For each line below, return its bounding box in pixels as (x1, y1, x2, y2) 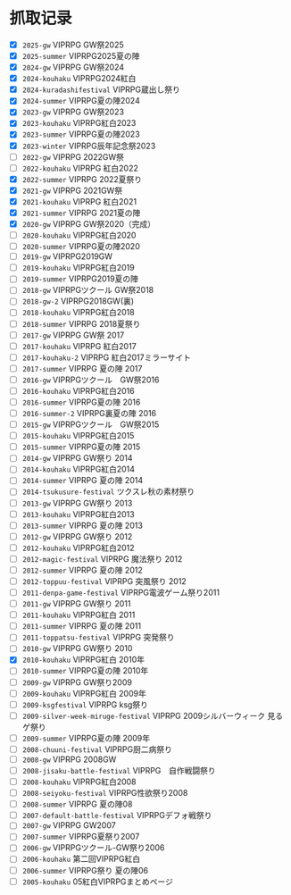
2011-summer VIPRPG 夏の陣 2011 (21, 621, 141, 632)
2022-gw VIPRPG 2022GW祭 (21, 151, 125, 162)
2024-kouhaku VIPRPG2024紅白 (21, 73, 137, 84)
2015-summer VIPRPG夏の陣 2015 (21, 441, 141, 452)
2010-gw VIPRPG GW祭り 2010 (21, 643, 133, 654)
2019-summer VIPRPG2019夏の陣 (21, 273, 138, 284)
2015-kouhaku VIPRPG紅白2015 (21, 431, 135, 441)
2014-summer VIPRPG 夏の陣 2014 (21, 475, 144, 486)
